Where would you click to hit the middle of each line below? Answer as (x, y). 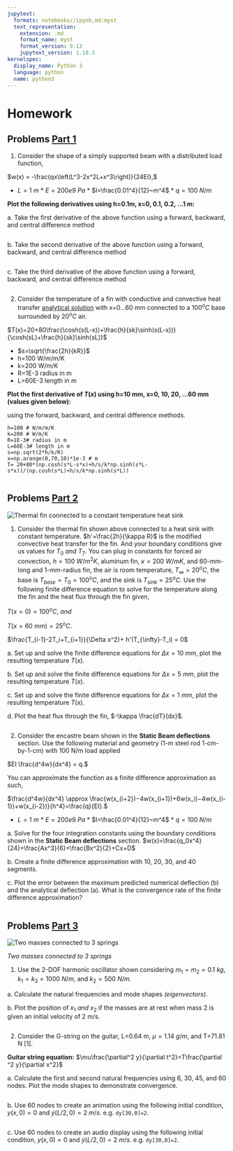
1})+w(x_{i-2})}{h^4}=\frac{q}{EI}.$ (58, 806)
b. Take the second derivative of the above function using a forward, (106, 245)
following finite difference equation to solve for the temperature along (117, 589)
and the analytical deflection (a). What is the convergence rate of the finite (114, 890)
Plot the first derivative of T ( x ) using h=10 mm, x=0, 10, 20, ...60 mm (108, 394)
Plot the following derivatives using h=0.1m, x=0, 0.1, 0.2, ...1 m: (101, 204)
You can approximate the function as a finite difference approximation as (112, 778)
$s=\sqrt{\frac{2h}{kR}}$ (54, 351)
